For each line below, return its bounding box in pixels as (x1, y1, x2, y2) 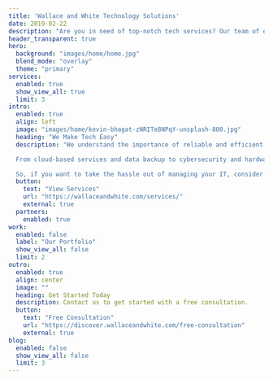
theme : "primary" (15, 65, 75, 73)
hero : (8, 42, 27, 50)
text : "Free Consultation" (23, 314, 115, 322)
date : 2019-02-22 (8, 20, 67, 28)
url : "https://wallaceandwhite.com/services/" (23, 193, 184, 201)
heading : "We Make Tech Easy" (15, 133, 118, 141)
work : (8, 223, 27, 231)
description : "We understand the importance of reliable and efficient (15, 140, 264, 149)
